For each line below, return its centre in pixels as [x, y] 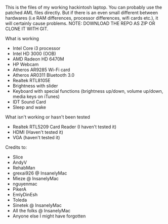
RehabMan [24, 168]
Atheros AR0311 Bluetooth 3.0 [44, 75]
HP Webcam [26, 64]
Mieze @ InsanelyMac [36, 178]
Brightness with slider [35, 86]
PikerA [19, 189]
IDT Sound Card [29, 102]
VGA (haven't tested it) [36, 137]
